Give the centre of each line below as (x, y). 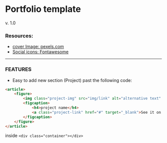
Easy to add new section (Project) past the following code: (72, 80)
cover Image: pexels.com (38, 47)
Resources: (19, 36)
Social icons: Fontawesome (40, 52)
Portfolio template (43, 9)
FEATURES (18, 70)
